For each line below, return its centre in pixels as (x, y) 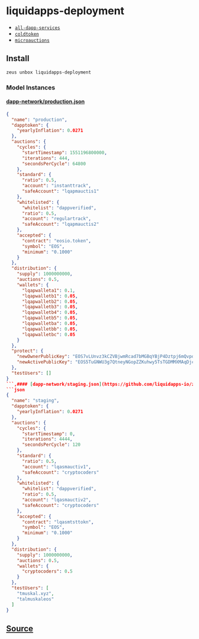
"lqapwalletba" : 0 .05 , (50, 324)
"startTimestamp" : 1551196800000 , (65, 152)
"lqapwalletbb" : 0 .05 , (50, 329)
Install (18, 58)
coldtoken (27, 34)
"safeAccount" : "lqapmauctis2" (60, 224)
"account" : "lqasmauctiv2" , (57, 500)
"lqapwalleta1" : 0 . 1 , (49, 290)
